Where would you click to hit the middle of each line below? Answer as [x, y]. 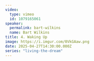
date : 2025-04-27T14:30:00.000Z [38, 46]
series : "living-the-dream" [34, 51]
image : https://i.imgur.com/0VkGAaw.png [47, 42]
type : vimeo [22, 14]
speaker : [14, 23]
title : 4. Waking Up [26, 37]
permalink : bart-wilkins [35, 28]
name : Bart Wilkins [30, 32]
